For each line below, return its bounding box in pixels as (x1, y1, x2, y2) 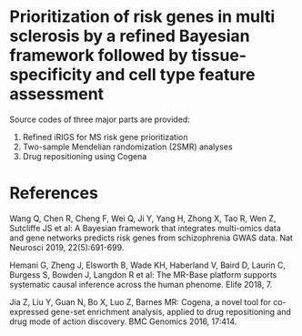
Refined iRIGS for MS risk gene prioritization (22, 131, 188, 142)
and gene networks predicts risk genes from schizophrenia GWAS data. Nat (9, 232, 294, 243)
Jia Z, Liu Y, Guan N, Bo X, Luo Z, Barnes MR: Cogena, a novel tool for (9, 296, 271, 307)
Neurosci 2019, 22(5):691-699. (9, 241, 125, 252)
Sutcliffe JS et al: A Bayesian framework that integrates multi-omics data (9, 222, 282, 233)
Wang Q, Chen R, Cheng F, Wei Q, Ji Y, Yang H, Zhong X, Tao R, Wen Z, (9, 212, 277, 224)
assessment (9, 84, 105, 105)
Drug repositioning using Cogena (22, 150, 147, 161)
